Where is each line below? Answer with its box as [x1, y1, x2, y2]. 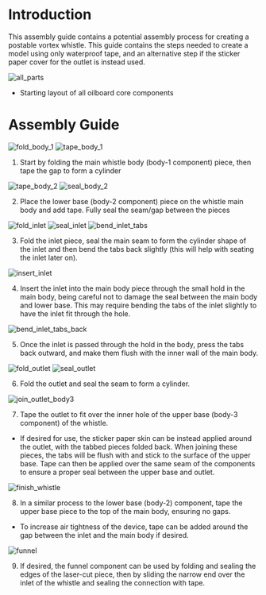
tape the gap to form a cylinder [19, 165, 121, 176]
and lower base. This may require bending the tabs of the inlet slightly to [19, 300, 257, 310]
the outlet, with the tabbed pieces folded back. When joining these [19, 442, 238, 451]
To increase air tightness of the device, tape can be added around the [19, 522, 249, 531]
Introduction [8, 6, 92, 24]
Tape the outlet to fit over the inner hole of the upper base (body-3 [19, 409, 238, 419]
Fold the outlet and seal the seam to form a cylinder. [19, 379, 191, 388]
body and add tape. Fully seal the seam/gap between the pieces [19, 205, 230, 214]
